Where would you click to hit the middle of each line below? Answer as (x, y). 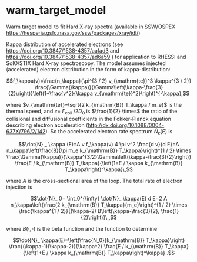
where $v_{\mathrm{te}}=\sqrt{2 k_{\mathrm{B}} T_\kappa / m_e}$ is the (94, 104)
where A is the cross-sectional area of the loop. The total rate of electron (94, 181)
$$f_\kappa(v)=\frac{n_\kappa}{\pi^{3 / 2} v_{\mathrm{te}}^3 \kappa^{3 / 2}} (99, 81)
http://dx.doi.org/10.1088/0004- (126, 125)
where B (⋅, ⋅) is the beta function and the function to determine (82, 228)
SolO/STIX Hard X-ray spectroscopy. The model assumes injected (86, 63)
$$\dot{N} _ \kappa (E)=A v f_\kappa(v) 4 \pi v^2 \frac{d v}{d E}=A (99, 144)
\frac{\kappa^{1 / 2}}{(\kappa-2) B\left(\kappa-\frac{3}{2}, (89, 211)
